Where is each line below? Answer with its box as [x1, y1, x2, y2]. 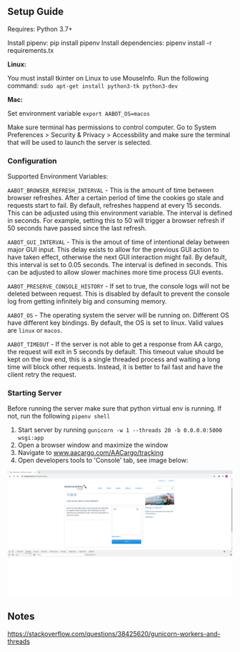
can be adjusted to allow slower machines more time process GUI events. [7, 268, 224, 277]
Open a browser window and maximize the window [17, 441, 169, 449]
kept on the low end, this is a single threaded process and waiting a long [7, 355, 221, 363]
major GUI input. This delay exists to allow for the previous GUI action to [7, 246, 219, 254]
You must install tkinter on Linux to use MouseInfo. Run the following [7, 74, 209, 82]
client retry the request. [7, 371, 76, 379]
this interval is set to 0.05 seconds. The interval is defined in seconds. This [7, 261, 228, 269]
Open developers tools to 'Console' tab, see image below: [17, 456, 189, 465]
